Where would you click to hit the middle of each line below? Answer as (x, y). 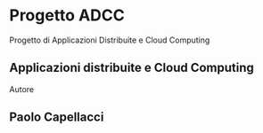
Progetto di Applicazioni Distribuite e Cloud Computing (110, 40)
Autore (21, 89)
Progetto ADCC (67, 16)
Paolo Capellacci (57, 117)
